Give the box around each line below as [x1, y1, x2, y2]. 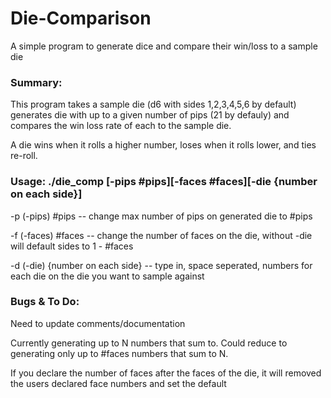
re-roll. [10, 150, 38, 162]
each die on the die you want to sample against [10, 270, 205, 282]
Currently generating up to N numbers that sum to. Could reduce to [10, 337, 288, 349]
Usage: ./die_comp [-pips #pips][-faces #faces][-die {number [10, 175, 318, 189]
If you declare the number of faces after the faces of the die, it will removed [10, 367, 322, 379]
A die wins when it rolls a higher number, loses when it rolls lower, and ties [10, 139, 317, 151]
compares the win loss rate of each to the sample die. [10, 120, 232, 132]
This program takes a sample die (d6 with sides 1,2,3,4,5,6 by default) [10, 98, 297, 111]
